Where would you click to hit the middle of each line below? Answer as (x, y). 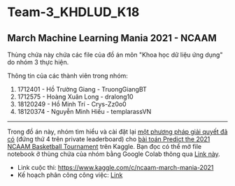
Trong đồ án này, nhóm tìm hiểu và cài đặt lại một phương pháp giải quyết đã (117, 131)
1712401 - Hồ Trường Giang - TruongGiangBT (82, 89)
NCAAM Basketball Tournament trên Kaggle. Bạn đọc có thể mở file (104, 146)
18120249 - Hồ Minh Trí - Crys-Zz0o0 (72, 104)
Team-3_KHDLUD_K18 (73, 12)
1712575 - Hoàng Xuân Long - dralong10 (76, 96)
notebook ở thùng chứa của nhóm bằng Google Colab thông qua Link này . (114, 154)
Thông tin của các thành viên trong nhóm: (67, 76)
